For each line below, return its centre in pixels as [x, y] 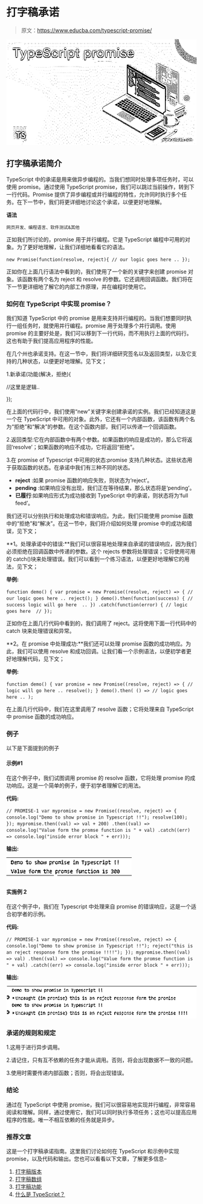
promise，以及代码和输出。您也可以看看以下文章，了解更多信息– [87, 1159]
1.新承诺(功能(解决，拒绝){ [39, 374]
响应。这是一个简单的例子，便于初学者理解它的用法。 [77, 785]
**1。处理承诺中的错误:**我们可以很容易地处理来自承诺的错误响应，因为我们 [101, 544]
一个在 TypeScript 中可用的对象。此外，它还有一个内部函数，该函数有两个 [98, 419]
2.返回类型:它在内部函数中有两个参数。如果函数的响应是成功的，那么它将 [97, 440]
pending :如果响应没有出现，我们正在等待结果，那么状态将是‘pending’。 [105, 488]
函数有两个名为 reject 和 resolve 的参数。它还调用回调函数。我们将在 [108, 279]
